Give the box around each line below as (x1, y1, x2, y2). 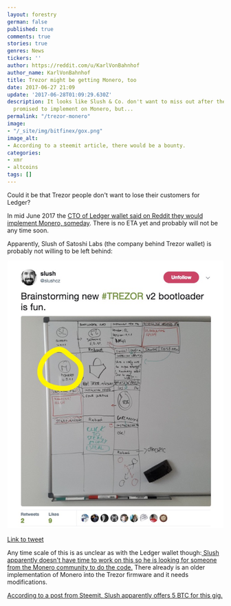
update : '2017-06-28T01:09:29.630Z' (7, 91, 112, 98)
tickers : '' (7, 55, 41, 62)
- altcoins (7, 164, 38, 171)
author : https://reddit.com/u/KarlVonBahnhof (7, 62, 140, 69)
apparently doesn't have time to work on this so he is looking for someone (7, 556, 217, 565)
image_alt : (7, 134, 38, 141)
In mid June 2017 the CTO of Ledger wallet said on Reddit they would (7, 211, 203, 220)
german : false (7, 18, 48, 26)
